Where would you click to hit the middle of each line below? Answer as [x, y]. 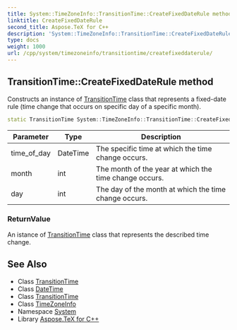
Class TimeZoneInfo [47, 304]
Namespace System [47, 311]
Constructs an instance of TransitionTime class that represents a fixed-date [117, 99]
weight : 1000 [26, 47]
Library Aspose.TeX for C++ [58, 319]
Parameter [31, 136]
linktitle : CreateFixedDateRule [55, 20]
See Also [27, 265]
